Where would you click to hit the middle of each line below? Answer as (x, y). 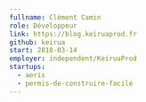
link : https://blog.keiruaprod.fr (73, 34)
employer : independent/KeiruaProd (73, 59)
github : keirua (37, 42)
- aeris (32, 75)
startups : (28, 67)
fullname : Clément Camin (55, 17)
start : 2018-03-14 (43, 51)
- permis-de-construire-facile (75, 83)
